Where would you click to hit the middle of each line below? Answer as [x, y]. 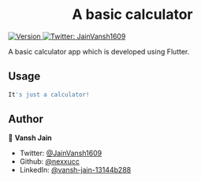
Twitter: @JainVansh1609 [61, 153]
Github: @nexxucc [50, 162]
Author [26, 119]
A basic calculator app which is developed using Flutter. [99, 51]
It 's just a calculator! [49, 95]
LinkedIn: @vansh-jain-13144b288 [75, 170]
